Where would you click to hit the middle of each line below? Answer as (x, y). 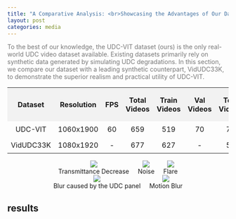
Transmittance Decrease (94, 171)
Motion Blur (166, 186)
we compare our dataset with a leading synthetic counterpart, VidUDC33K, (116, 69)
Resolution (78, 105)
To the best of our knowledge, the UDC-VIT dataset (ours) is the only (107, 47)
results (23, 208)
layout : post (26, 20)
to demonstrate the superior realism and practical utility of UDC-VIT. (106, 77)
